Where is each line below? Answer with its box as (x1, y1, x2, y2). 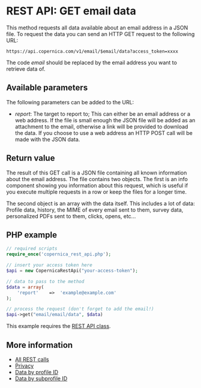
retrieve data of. (6, 65, 46, 73)
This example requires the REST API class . (6, 323, 111, 330)
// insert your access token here (6, 262, 93, 268)
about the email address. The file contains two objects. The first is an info (6, 175, 188, 182)
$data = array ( (6, 284, 44, 290)
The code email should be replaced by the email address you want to (6, 59, 177, 66)
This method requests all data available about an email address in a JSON (6, 24, 188, 31)
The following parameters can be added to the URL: (6, 98, 134, 106)
